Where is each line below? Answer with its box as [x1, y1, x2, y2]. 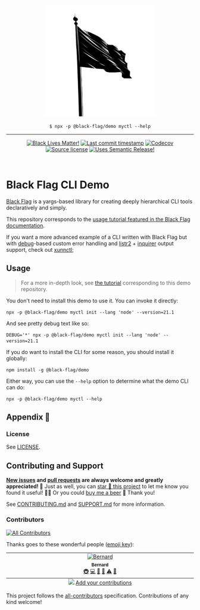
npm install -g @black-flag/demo [6, 367, 89, 373]
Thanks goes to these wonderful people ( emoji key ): [6, 540, 135, 548]
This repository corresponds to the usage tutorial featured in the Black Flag [6, 215, 190, 223]
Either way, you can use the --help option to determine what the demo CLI [6, 377, 189, 384]
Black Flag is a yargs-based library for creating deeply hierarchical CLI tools [6, 198, 193, 205]
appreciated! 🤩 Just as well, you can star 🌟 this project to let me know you [6, 483, 189, 490]
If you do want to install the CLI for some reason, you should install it [6, 348, 174, 355]
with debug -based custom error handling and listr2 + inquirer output [6, 240, 174, 247]
